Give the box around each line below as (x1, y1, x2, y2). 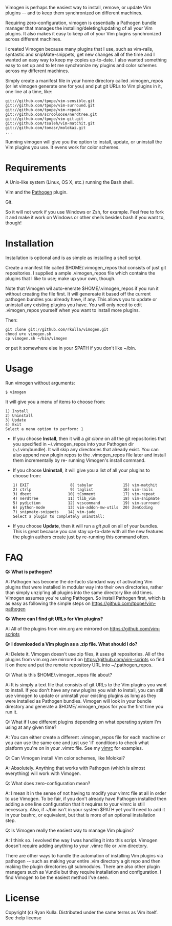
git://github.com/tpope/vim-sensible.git (5, 98, 95, 103)
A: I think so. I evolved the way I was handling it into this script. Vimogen (5, 837, 158, 843)
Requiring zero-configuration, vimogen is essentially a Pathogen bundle (5, 20, 157, 26)
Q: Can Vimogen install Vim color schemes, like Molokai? (5, 755, 125, 761)
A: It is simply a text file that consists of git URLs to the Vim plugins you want (5, 681, 167, 688)
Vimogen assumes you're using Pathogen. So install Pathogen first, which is (5, 595, 166, 601)
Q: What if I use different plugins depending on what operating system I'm (5, 719, 161, 725)
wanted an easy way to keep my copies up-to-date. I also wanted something (5, 57, 167, 63)
